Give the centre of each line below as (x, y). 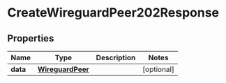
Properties (31, 38)
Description (116, 58)
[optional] (158, 69)
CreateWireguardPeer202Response (113, 13)
